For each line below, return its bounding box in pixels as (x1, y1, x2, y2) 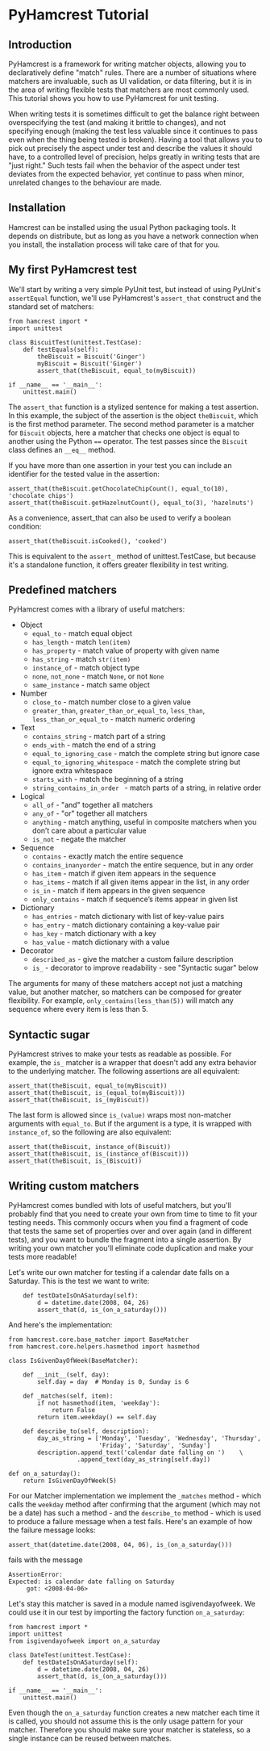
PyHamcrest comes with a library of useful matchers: (8, 604, 185, 614)
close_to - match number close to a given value (31, 697, 192, 707)
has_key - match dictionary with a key (31, 929, 157, 938)
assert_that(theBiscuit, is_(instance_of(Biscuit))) (8, 1150, 189, 1159)
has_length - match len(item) (31, 637, 131, 647)
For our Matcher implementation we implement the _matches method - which (8, 1491, 262, 1501)
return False (51, 1406, 95, 1415)
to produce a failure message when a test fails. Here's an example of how (8, 1517, 252, 1527)
